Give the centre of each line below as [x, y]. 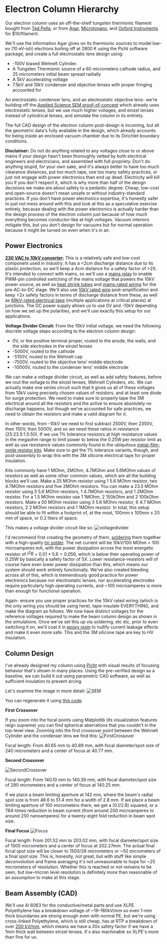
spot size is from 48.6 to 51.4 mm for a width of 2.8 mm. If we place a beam [83, 800]
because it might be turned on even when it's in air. [58, 230]
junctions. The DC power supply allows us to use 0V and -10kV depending [81, 306]
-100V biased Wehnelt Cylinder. [45, 63]
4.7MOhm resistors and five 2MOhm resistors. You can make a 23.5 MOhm [82, 486]
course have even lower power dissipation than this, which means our [77, 565]
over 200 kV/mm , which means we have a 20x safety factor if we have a [79, 927]
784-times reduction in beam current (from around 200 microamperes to [80, 810]
